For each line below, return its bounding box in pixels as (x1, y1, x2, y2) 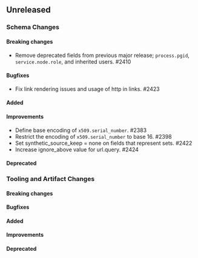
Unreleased (6, 5, 51, 15)
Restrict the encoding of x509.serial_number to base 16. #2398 (15, 133, 173, 140)
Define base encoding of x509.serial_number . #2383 (15, 127, 147, 134)
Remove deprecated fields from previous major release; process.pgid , (15, 51, 190, 59)
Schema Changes (6, 23, 59, 31)
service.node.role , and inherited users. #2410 (15, 58, 131, 65)
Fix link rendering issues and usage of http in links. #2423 (15, 85, 160, 93)
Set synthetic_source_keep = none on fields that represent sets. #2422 (15, 139, 193, 147)
